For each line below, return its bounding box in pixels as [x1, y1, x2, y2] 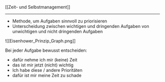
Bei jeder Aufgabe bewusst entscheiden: [5, 47, 87, 53]
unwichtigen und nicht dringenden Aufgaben [12, 29, 103, 34]
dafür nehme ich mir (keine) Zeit [12, 57, 78, 62]
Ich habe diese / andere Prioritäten [12, 67, 82, 73]
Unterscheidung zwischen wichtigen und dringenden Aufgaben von [12, 23, 149, 29]
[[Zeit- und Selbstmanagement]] [5, 4, 70, 10]
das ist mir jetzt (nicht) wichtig [12, 62, 74, 68]
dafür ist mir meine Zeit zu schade [12, 73, 82, 78]
